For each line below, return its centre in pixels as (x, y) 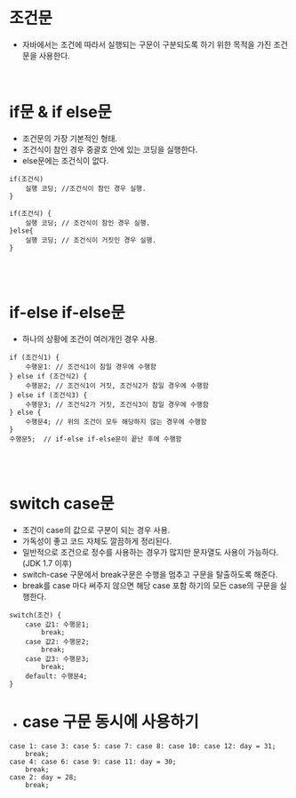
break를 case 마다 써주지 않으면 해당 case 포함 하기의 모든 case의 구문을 (150, 585)
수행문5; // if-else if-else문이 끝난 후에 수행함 (96, 439)
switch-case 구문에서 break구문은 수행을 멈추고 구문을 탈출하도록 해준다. (150, 574)
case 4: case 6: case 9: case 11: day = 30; (93, 762)
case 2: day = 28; (43, 777)
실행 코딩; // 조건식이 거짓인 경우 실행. (91, 240)
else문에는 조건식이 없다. (65, 160)
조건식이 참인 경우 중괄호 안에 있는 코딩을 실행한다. (110, 149)
